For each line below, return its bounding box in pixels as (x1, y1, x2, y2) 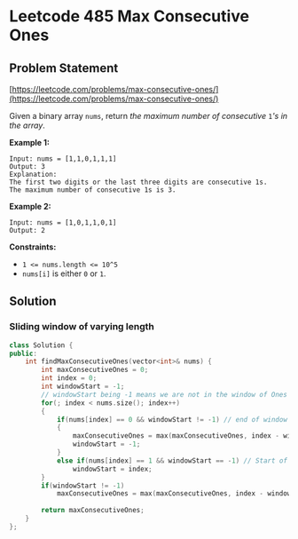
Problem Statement (9, 60, 119, 75)
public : (9, 349, 38, 358)
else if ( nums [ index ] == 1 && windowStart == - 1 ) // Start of (56, 456, 288, 465)
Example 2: (9, 202, 51, 211)
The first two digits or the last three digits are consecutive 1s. (9, 178, 268, 186)
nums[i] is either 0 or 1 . (21, 268, 106, 279)
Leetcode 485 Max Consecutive (9, 6, 250, 27)
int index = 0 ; (41, 374, 98, 383)
